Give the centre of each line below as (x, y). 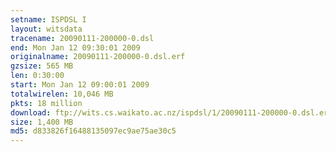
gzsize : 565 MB (42, 66)
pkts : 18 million (46, 103)
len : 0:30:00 (37, 76)
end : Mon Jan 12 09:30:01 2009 (75, 47)
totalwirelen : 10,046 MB (62, 94)
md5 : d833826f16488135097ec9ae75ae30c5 (93, 131)
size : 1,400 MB (42, 122)
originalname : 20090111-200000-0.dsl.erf (98, 57)
